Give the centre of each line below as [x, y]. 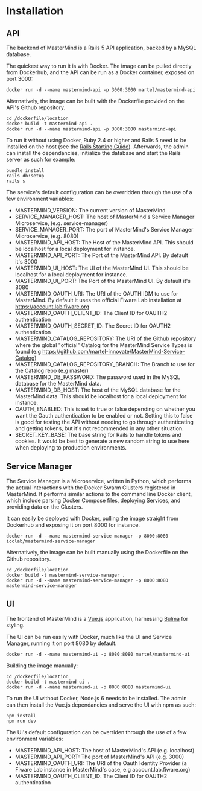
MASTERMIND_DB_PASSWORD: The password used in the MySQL [98, 377]
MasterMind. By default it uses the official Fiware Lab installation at [98, 300]
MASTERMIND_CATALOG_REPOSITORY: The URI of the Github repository [106, 338]
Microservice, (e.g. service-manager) [62, 223]
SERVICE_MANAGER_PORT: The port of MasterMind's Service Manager [104, 230]
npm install [21, 716]
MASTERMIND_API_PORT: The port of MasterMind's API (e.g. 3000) [99, 757]
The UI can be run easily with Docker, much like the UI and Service [89, 637]
